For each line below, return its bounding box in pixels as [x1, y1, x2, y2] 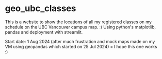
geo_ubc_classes [5, 3, 76, 14]
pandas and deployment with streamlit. [5, 29, 83, 35]
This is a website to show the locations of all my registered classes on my [5, 19, 152, 25]
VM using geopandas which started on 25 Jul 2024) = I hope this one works [5, 44, 158, 49]
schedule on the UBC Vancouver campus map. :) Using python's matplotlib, [5, 24, 156, 29]
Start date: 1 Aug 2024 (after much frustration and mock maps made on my [5, 38, 155, 44]
